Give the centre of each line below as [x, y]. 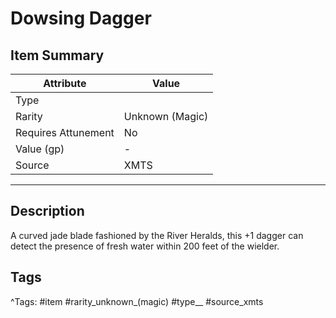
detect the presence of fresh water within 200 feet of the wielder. [145, 246]
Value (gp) [40, 149]
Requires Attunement [65, 132]
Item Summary [57, 55]
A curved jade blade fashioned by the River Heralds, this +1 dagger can [157, 235]
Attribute [65, 83]
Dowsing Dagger [81, 18]
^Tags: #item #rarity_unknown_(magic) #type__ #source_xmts [137, 301]
